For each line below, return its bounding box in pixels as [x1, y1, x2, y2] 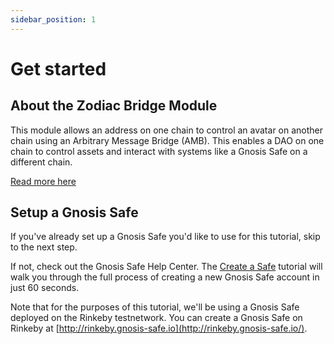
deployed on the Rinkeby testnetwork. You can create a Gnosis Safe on [10, 312, 303, 324]
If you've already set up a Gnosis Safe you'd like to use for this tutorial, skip [10, 231, 321, 243]
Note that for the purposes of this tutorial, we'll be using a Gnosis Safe [10, 301, 300, 313]
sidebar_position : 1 [10, 14, 97, 25]
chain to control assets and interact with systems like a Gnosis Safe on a [10, 145, 308, 157]
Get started [10, 57, 107, 80]
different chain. [10, 156, 73, 168]
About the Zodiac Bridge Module [10, 97, 218, 115]
